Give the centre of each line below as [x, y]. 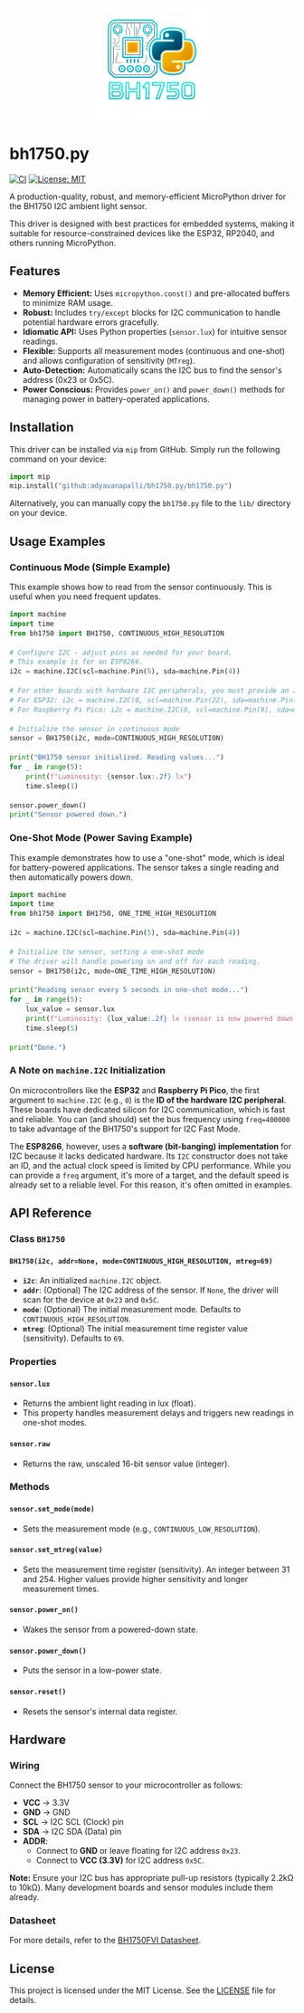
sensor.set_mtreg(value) [56, 1550]
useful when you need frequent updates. [85, 596]
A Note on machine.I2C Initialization [87, 1071]
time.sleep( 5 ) [52, 1028]
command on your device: [58, 459]
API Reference [51, 1213]
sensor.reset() [38, 1692]
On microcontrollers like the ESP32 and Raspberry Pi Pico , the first [134, 1090]
